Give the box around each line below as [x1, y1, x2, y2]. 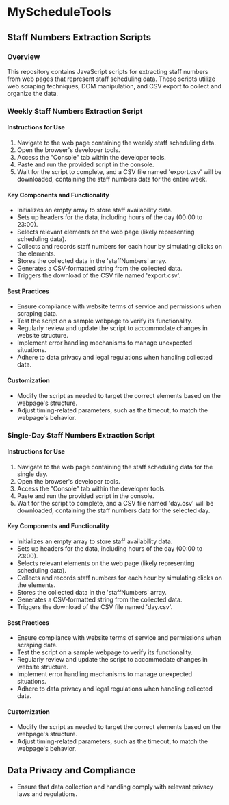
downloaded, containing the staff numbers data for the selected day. [16, 506, 211, 515]
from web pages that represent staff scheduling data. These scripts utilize [7, 75, 215, 83]
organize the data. [7, 89, 59, 97]
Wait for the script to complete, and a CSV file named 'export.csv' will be [16, 168, 222, 175]
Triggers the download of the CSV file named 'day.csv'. [16, 602, 173, 610]
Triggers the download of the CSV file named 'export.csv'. [16, 271, 181, 280]
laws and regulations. [16, 790, 77, 798]
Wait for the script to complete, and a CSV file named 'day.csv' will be [16, 499, 214, 507]
